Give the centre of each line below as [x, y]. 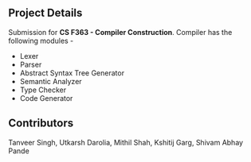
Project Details [45, 13]
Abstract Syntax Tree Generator [72, 73]
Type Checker [43, 90]
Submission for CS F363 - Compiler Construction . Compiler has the [120, 32]
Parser [31, 64]
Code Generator [46, 98]
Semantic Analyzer [51, 81]
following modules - [41, 40]
